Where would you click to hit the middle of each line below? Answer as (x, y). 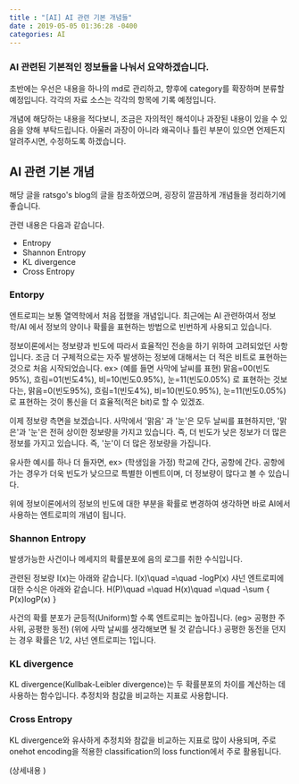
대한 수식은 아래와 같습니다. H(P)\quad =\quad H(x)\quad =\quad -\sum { (140, 589)
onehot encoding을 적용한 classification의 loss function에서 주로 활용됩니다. (145, 751)
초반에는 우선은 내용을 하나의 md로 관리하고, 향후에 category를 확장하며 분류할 (147, 88)
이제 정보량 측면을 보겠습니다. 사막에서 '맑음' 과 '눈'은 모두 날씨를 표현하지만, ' (145, 421)
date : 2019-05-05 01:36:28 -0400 (74, 26)
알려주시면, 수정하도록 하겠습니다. (68, 141)
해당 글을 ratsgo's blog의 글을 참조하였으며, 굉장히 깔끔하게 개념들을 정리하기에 (148, 195)
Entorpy (27, 294)
